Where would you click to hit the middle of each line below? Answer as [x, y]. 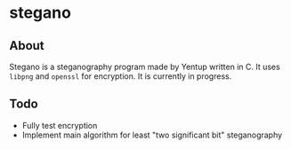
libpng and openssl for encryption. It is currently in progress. [121, 76]
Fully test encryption [60, 125]
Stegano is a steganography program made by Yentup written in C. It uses [145, 67]
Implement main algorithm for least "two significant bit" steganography [152, 135]
